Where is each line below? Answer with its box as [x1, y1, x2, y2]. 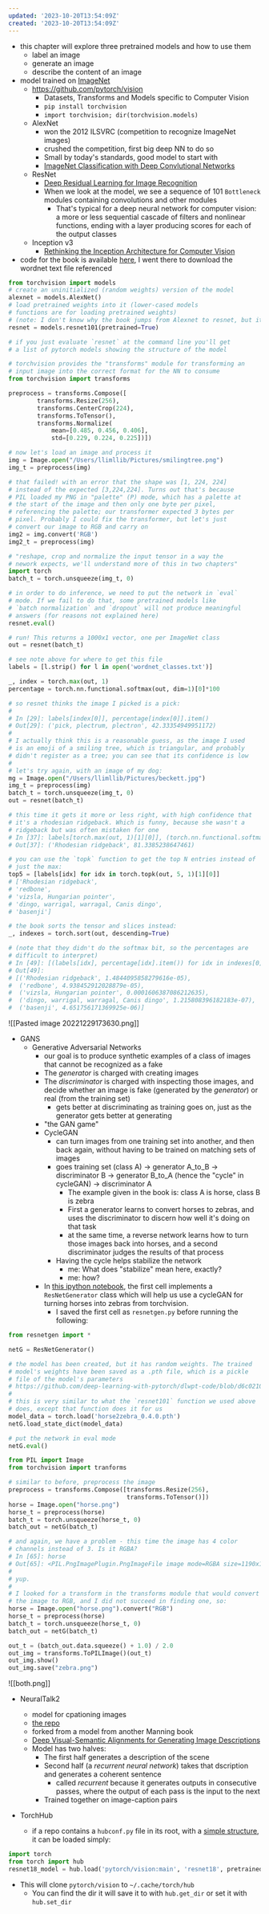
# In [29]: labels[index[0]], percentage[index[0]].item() [8, 714, 210, 723]
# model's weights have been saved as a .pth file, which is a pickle [8, 1367, 249, 1376]
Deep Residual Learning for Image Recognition [43, 178, 198, 187]
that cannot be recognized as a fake [43, 1059, 163, 1069]
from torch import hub [8, 1858, 84, 1866]
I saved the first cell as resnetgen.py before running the [55, 1307, 239, 1316]
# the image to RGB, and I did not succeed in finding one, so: [8, 1598, 227, 1606]
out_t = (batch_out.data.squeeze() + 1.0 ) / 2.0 [8, 1642, 174, 1650]
